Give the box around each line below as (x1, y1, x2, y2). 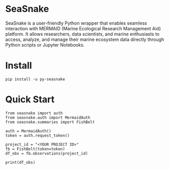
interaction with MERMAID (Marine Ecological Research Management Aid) (5, 25, 161, 31)
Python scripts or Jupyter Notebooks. (5, 41, 85, 48)
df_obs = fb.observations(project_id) (5, 151, 88, 156)
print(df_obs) (5, 160, 36, 165)
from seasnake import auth (5, 111, 63, 116)
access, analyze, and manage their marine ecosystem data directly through (5, 36, 164, 42)
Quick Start (5, 94, 55, 105)
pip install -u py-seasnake (5, 76, 66, 82)
